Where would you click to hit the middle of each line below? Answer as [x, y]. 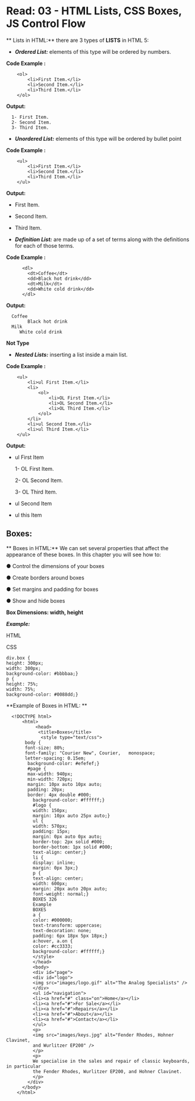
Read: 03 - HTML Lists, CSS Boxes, [94, 11]
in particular [24, 1066]
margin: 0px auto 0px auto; [67, 837]
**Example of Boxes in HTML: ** [47, 705]
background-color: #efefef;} [64, 763]
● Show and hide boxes [36, 600]
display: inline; [54, 863]
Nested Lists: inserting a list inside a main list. [71, 354]
